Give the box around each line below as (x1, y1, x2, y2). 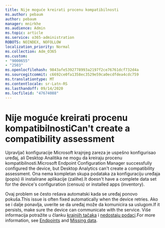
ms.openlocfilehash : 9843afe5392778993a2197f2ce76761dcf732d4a (5, 68, 139, 73)
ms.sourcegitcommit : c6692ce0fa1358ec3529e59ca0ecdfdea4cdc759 (5, 72, 139, 77)
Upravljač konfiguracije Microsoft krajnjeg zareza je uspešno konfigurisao (5, 150, 156, 156)
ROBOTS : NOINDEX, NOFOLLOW (5, 40, 61, 45)
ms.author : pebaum (5, 12, 43, 17)
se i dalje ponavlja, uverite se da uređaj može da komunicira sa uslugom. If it (5, 202, 160, 208)
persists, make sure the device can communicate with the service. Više (5, 207, 151, 213)
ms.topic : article (5, 30, 43, 35)
